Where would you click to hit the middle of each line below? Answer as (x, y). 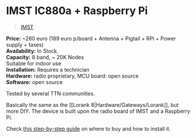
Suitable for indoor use (34, 63)
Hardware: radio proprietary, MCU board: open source (72, 76)
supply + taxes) (25, 45)
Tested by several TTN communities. (51, 93)
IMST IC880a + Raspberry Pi (77, 11)
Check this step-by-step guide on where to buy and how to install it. (88, 129)
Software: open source (34, 82)
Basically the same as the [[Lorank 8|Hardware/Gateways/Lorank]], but (92, 105)
